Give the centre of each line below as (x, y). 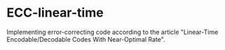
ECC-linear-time (55, 13)
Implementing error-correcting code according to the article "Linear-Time (112, 32)
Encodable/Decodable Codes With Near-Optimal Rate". (86, 39)
